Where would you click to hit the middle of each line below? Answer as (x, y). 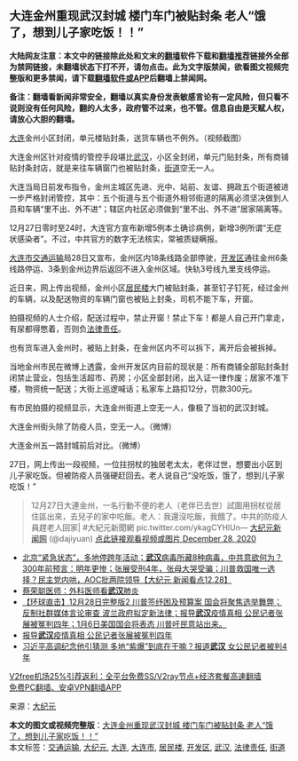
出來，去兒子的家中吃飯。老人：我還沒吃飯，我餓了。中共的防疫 (163, 516)
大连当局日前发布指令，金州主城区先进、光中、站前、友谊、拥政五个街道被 (145, 186)
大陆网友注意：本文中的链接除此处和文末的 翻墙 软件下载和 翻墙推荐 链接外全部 (149, 55)
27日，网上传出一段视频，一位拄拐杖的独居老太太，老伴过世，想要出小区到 (146, 464)
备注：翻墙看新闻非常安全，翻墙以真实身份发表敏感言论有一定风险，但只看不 (149, 97)
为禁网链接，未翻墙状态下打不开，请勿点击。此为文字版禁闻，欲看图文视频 (145, 67)
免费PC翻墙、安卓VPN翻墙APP (65, 687)
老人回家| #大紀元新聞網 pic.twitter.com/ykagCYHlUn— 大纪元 (160, 527)
